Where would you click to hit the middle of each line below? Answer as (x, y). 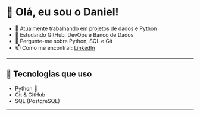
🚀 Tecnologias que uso (49, 74)
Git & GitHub (30, 95)
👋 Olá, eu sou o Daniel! (62, 12)
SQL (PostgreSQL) (37, 101)
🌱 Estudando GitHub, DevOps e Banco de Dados (74, 34)
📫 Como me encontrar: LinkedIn (55, 47)
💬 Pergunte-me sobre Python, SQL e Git (64, 41)
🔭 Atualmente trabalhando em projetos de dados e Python (86, 28)
